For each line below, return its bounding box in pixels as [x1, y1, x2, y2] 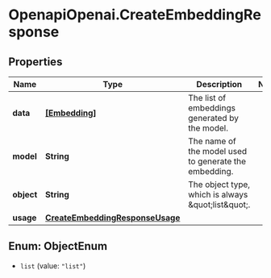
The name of [188, 135, 236, 147]
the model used [188, 146, 248, 156]
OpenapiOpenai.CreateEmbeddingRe [8, 6, 262, 24]
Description [196, 79, 243, 89]
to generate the [188, 156, 247, 167]
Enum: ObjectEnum [8, 239, 107, 253]
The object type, [188, 179, 251, 190]
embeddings [188, 102, 236, 114]
